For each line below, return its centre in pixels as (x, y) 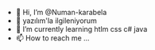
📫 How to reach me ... (52, 38)
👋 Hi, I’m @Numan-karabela (61, 12)
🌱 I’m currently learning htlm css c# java (81, 29)
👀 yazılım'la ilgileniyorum (56, 21)
